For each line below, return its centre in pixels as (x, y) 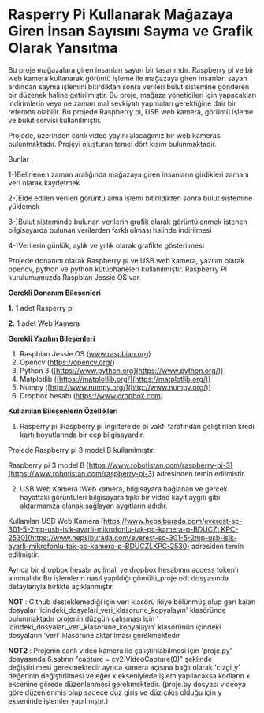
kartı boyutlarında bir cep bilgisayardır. (82, 435)
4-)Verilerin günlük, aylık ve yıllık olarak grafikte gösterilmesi (106, 245)
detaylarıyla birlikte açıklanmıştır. (61, 586)
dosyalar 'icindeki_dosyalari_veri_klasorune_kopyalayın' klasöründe (117, 610)
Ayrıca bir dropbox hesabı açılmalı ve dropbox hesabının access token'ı (123, 569)
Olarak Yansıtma (63, 48)
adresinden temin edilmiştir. (201, 473)
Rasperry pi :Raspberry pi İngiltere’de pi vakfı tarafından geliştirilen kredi (137, 426)
